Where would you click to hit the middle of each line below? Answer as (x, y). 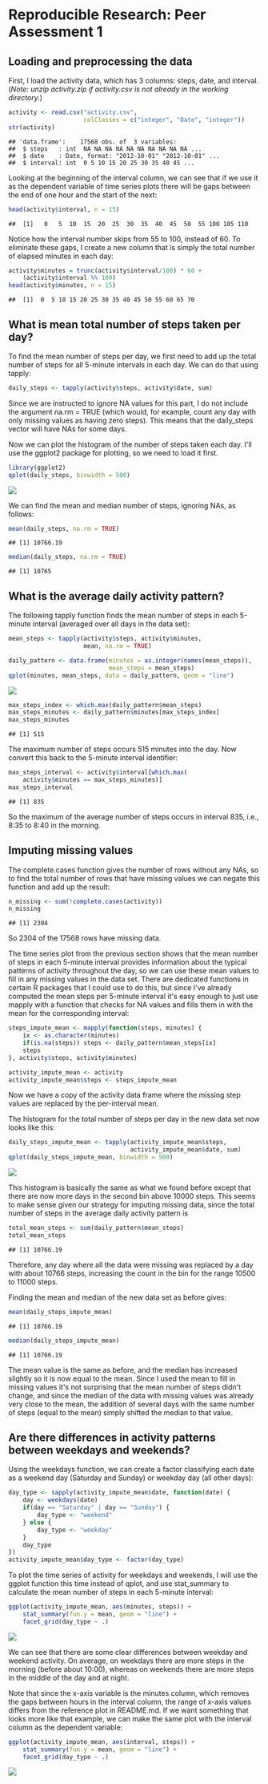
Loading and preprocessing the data (100, 61)
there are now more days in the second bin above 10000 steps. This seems (132, 1196)
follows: (21, 514)
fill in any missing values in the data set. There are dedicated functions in (129, 979)
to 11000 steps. (33, 1281)
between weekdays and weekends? (99, 1450)
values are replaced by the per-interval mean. (83, 1103)
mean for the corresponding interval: (69, 1013)
